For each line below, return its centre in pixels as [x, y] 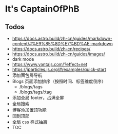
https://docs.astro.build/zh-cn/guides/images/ [59, 54]
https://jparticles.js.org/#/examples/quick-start [59, 69]
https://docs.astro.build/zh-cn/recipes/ [51, 49]
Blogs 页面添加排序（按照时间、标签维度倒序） [59, 81]
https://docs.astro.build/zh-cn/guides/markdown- [62, 38]
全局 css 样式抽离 [30, 122]
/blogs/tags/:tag [36, 92]
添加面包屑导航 [27, 75]
